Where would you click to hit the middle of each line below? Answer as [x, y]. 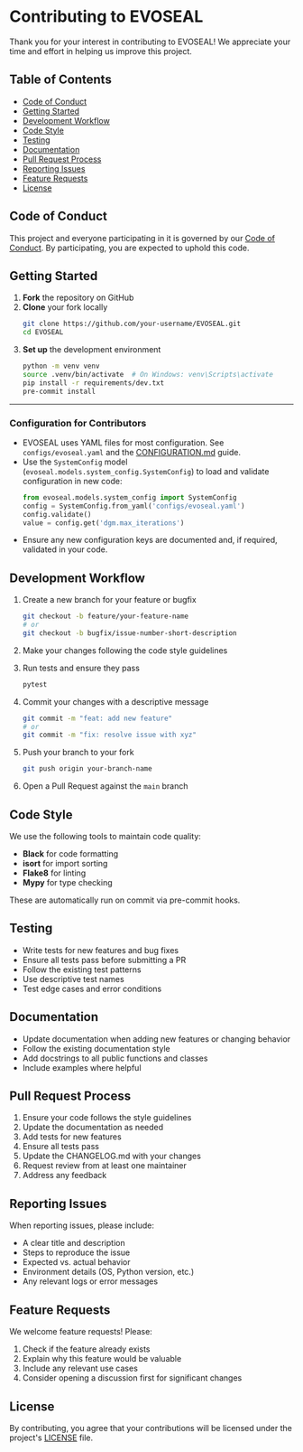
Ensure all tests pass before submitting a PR [104, 960]
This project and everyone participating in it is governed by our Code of [142, 238]
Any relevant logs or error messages [90, 1281]
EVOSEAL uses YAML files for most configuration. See [123, 442]
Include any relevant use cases [80, 1368]
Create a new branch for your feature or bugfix [109, 600]
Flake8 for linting [54, 873]
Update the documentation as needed [93, 1128]
